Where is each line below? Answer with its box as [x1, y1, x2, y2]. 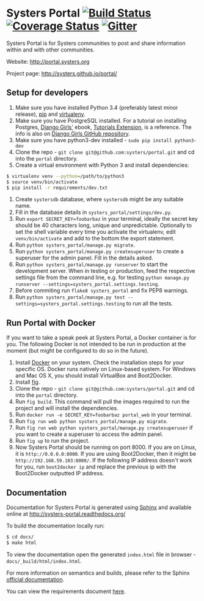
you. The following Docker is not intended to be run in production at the [6, 340, 186, 348]
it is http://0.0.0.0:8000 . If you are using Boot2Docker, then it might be [15, 450, 197, 457]
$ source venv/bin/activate [6, 178, 78, 185]
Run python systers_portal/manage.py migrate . [15, 241, 136, 248]
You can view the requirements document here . [6, 588, 126, 595]
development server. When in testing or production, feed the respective [15, 267, 195, 275]
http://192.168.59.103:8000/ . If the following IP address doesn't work [15, 457, 192, 464]
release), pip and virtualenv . [15, 110, 86, 118]
